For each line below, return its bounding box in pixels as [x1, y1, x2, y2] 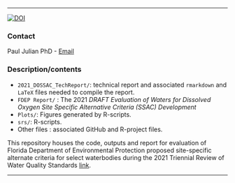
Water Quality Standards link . [7, 161, 91, 169]
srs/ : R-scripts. [17, 117, 62, 126]
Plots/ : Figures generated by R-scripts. [17, 110, 131, 119]
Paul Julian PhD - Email [7, 47, 75, 56]
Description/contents [7, 64, 82, 74]
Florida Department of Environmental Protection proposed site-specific [7, 146, 212, 154]
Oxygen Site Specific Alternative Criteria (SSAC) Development [17, 103, 197, 111]
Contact [7, 31, 36, 41]
